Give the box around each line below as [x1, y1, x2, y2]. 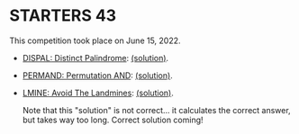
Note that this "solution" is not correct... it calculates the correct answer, [22, 104, 291, 115]
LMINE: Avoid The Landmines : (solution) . [22, 87, 174, 98]
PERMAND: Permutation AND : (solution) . [22, 69, 173, 81]
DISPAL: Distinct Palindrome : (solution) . [22, 52, 169, 63]
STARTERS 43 [9, 5, 117, 26]
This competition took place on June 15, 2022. [9, 35, 182, 46]
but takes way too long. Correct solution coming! [22, 114, 204, 125]
